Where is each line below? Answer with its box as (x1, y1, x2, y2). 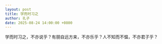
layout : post (5, 7, 32, 12)
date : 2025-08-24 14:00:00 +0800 (5, 20, 73, 25)
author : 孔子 (5, 16, 30, 21)
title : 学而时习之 (5, 11, 39, 16)
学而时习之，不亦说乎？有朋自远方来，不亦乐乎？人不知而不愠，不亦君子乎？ (5, 34, 158, 40)
